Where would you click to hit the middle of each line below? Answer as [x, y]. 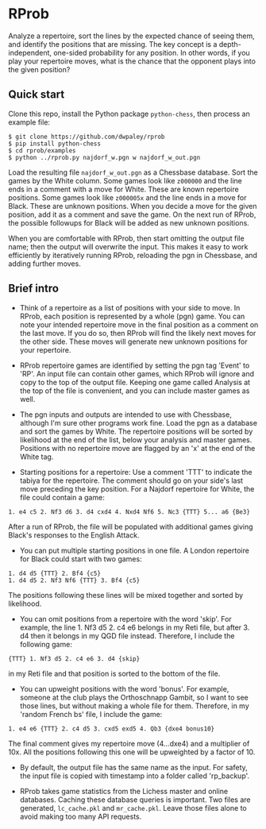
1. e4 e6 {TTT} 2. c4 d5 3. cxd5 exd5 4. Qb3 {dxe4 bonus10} [112, 729]
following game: [46, 644]
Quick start [37, 95]
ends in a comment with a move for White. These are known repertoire [124, 189]
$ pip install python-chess [55, 144]
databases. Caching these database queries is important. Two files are [135, 800]
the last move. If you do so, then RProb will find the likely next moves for [138, 333]
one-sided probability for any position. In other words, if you [151, 52]
